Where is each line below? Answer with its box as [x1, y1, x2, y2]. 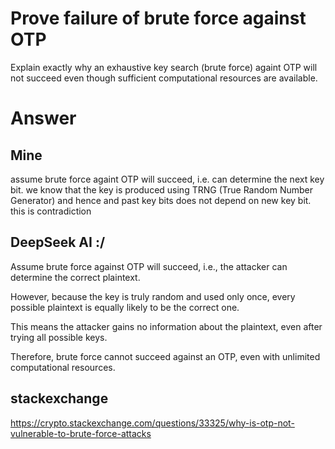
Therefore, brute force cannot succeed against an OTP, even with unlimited [10, 350, 321, 362]
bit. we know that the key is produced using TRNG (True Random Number [10, 183, 313, 196]
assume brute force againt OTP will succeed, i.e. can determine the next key [10, 173, 325, 185]
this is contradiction [10, 205, 92, 217]
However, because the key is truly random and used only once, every [10, 290, 296, 302]
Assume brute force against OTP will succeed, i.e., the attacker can [10, 260, 288, 272]
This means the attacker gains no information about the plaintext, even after [10, 320, 323, 332]
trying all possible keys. [10, 331, 108, 343]
